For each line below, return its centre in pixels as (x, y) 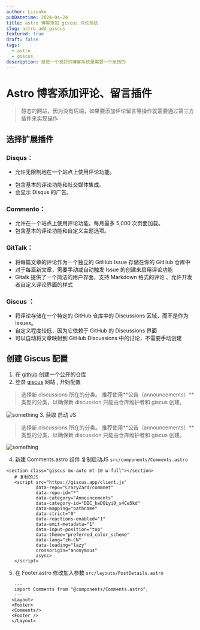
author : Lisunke (26, 12)
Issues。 (26, 323)
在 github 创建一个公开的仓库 (51, 374)
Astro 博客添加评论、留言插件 (79, 93)
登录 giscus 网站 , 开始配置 (48, 381)
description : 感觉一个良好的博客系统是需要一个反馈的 (66, 62)
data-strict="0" (56, 514)
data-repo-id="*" (57, 493)
